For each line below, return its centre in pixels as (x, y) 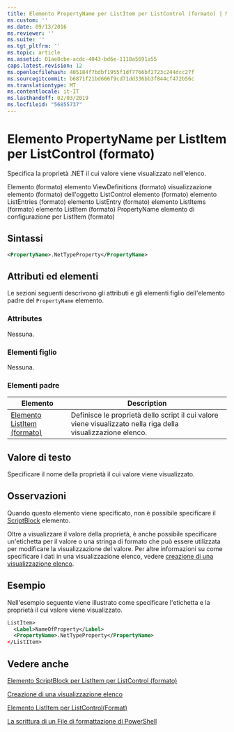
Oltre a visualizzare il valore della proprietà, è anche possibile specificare (112, 534)
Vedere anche (38, 664)
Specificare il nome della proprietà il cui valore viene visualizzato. (101, 474)
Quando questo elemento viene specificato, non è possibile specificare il (111, 513)
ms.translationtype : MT (42, 85)
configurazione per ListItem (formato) (61, 217)
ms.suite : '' (26, 40)
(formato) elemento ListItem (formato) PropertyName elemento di (101, 209)
